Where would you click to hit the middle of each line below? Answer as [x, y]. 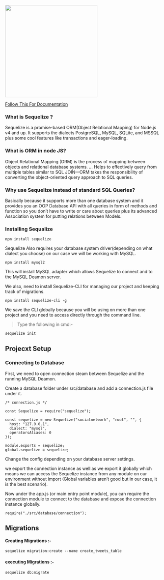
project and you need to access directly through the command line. [73, 315]
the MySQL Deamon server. [33, 277]
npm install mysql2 [25, 262]
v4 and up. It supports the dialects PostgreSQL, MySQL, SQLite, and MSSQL [82, 133]
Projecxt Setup [28, 349]
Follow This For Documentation [37, 104]
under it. [14, 393]
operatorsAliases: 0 [30, 433]
